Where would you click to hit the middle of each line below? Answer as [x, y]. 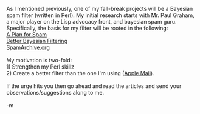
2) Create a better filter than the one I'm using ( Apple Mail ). [80, 73]
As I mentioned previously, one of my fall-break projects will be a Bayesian [100, 9]
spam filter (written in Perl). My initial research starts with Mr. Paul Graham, [100, 15]
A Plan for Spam [27, 35]
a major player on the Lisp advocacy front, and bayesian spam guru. [91, 22]
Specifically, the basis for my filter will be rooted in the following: [87, 28]
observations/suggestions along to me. [55, 92]
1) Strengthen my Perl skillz [40, 67]
